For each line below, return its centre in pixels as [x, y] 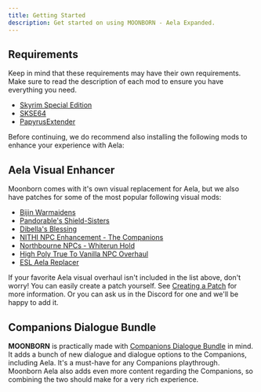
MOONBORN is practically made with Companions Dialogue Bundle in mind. [130, 346]
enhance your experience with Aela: [66, 145]
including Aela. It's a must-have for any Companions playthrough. [114, 362]
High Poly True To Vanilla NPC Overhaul [84, 254]
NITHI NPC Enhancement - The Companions [91, 238]
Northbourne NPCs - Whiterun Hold [77, 246]
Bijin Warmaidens [47, 212]
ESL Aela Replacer [49, 263]
